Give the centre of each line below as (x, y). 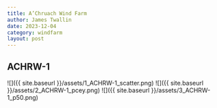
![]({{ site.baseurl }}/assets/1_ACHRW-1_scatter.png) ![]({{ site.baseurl (105, 83)
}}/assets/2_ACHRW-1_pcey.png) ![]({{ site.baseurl (78, 90)
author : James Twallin (39, 20)
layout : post (26, 39)
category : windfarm (35, 32)
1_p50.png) (23, 97)
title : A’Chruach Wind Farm (47, 13)
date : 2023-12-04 (32, 26)
